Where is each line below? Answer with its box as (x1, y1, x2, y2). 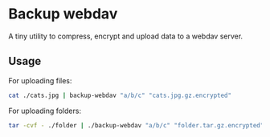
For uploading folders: (8, 106, 82, 115)
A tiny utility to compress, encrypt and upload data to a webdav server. (8, 31, 243, 41)
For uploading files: (8, 75, 72, 85)
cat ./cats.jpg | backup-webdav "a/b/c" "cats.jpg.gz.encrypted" (8, 91, 231, 99)
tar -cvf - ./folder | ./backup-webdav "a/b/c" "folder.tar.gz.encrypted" (8, 121, 264, 129)
